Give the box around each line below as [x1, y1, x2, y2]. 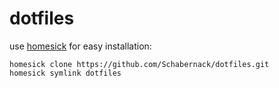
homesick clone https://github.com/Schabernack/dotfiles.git [9, 59, 270, 69]
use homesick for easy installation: [9, 40, 152, 52]
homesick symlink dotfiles [9, 68, 122, 78]
